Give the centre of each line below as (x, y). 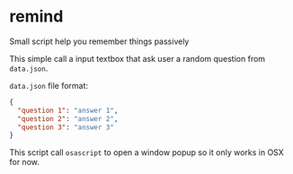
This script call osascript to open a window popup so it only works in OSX (147, 152)
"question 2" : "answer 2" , (68, 118)
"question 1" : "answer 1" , (68, 110)
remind (36, 17)
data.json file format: (49, 85)
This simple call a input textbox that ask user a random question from (138, 58)
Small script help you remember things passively (99, 41)
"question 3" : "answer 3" (66, 127)
